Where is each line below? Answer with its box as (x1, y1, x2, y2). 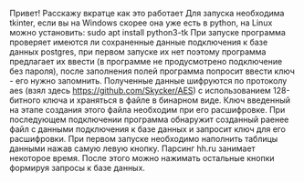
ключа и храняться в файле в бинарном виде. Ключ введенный (42, 95, 290, 106)
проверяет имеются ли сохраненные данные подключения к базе (9, 36, 268, 47)
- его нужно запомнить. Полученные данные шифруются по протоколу (9, 76, 288, 86)
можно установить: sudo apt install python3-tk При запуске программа (9, 27, 286, 37)
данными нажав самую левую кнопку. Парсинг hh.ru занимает (9, 143, 256, 154)
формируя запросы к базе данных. (9, 163, 146, 173)
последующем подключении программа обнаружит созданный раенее (9, 114, 289, 125)
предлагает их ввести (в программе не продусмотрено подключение (9, 56, 283, 66)
